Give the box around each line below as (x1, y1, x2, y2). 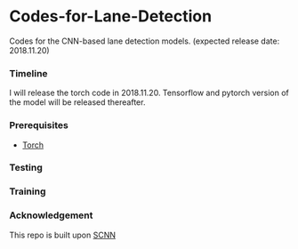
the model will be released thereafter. (9, 97, 146, 108)
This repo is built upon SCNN (9, 229, 116, 240)
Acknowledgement (9, 209, 93, 221)
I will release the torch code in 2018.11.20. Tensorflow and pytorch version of (9, 87, 289, 99)
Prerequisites (9, 119, 68, 132)
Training (9, 185, 46, 197)
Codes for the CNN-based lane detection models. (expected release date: (9, 36, 280, 46)
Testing (9, 162, 43, 174)
